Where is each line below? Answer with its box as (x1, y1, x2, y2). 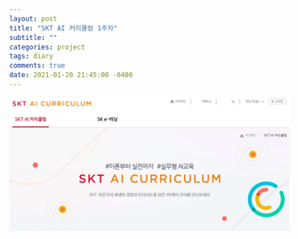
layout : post (9, 14, 58, 23)
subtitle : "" (9, 33, 58, 42)
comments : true (9, 61, 66, 70)
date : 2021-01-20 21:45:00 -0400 (9, 71, 133, 80)
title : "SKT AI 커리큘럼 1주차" (9, 23, 118, 33)
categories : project (9, 43, 86, 52)
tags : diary (9, 52, 53, 61)
